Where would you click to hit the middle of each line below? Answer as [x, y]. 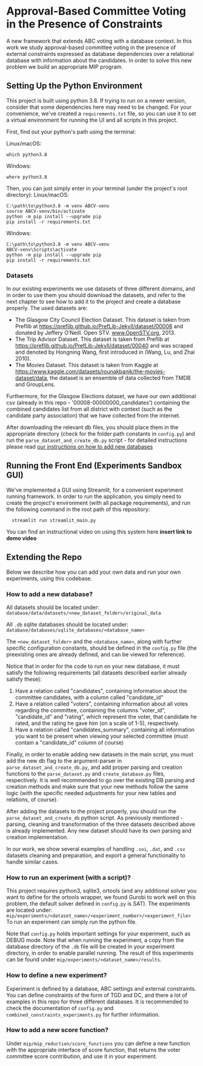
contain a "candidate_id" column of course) [69, 742]
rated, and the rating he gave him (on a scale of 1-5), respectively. [97, 723]
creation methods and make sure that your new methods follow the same [98, 786]
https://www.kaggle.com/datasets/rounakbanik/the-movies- [90, 371]
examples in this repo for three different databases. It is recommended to [98, 1002]
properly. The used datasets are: [47, 308]
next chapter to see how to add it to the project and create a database [93, 301]
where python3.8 [27, 177]
